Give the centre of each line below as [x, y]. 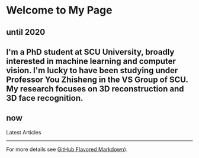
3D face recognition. [45, 98]
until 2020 [26, 32]
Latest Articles [24, 132]
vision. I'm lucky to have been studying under [92, 70]
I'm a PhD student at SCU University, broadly [90, 52]
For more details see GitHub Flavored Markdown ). [67, 149]
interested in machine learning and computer [91, 61]
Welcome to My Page [59, 10]
